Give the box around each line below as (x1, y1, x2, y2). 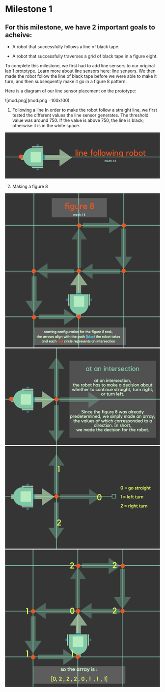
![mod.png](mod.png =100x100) (5, 97, 70, 103)
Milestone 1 (5, 3, 53, 15)
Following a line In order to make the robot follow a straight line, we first (12, 107, 157, 113)
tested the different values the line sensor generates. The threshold (12, 112, 149, 118)
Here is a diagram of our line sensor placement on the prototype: (5, 88, 137, 94)
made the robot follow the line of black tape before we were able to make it (5, 73, 157, 79)
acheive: (5, 30, 32, 39)
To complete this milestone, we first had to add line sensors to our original (5, 63, 155, 68)
